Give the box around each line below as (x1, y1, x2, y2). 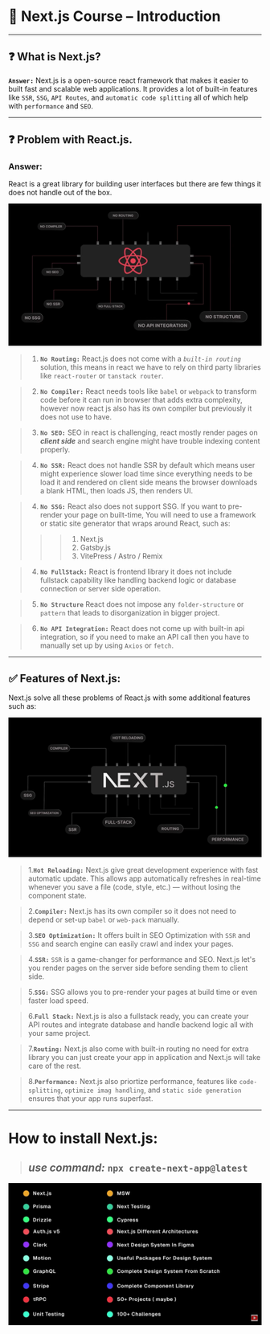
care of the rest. (27, 1061, 82, 1070)
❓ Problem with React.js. (8, 133, 133, 147)
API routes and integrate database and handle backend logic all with (27, 1020, 254, 1029)
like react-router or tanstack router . (39, 371, 164, 381)
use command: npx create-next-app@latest (27, 1161, 248, 1175)
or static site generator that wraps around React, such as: (39, 518, 231, 529)
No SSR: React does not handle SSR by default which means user (39, 460, 256, 470)
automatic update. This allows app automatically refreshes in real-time (27, 874, 261, 883)
